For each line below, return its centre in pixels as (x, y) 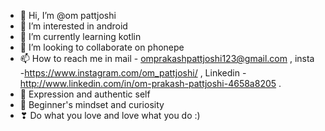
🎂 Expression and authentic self (85, 94)
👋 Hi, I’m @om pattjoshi (68, 15)
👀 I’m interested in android (73, 26)
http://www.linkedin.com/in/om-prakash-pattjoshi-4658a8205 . (150, 83)
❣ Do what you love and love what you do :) (110, 115)
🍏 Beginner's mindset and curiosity (92, 104)
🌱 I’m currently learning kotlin (80, 36)
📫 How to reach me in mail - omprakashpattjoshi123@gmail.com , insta (167, 58)
